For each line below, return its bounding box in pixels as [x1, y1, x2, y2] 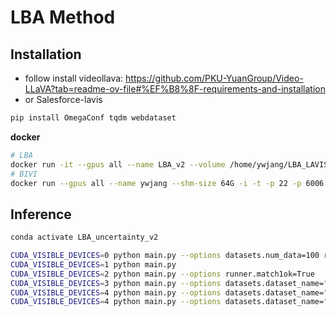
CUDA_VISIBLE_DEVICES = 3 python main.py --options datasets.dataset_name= [10, 278, 325, 288]
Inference [10, 206, 72, 223]
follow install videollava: [24, 72, 124, 84]
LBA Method [10, 6, 116, 29]
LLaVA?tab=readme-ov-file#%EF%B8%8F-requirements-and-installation [24, 83, 326, 95]
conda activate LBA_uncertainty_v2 [10, 232, 159, 243]
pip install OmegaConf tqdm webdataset [10, 113, 177, 123]
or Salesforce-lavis [24, 94, 103, 105]
